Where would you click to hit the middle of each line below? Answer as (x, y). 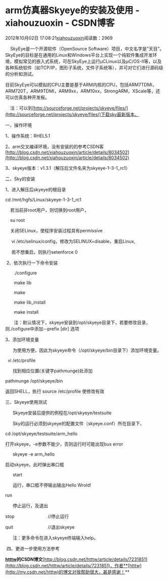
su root (17, 220)
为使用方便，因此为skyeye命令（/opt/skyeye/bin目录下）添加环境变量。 (87, 350)
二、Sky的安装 (20, 179)
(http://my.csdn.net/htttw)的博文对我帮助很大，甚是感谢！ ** (67, 572)
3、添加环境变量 (22, 340)
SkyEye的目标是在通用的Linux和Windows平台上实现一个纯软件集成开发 (79, 55)
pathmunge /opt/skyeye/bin (34, 381)
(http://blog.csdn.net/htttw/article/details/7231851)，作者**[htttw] (74, 565)
